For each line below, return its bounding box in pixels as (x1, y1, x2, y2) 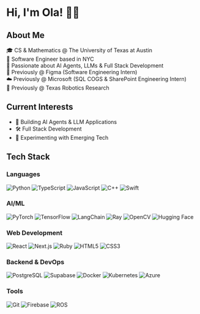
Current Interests (6, 102, 73, 112)
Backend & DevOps (6, 258, 65, 266)
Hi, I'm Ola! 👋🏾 (6, 6, 80, 20)
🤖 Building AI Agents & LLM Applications (15, 118, 117, 125)
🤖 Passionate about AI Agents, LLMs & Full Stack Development (6, 62, 164, 69)
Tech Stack (6, 151, 50, 162)
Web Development (6, 228, 63, 237)
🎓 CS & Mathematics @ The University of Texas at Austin (6, 47, 153, 54)
